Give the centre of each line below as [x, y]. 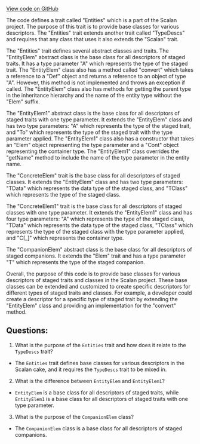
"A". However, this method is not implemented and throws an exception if [96, 82]
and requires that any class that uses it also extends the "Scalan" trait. [93, 39]
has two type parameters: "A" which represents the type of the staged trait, [99, 126]
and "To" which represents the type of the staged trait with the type [90, 132]
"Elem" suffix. [23, 102]
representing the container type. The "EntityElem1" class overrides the [93, 151]
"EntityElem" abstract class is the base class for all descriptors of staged [96, 57]
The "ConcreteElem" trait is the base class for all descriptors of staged [93, 175]
